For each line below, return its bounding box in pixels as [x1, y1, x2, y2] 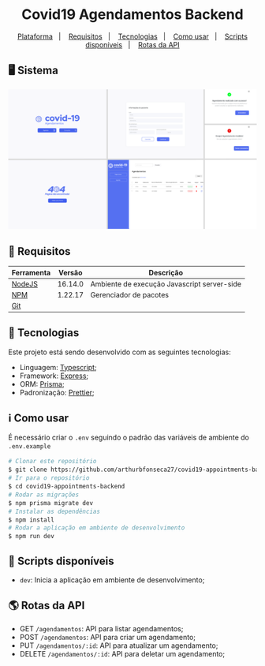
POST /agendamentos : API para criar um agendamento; [19, 632, 196, 642]
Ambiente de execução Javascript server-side [90, 279, 242, 289]
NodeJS [11, 279, 38, 289]
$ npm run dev [8, 533, 55, 541]
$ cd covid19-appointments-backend [8, 483, 125, 491]
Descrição [148, 268, 184, 277]
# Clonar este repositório [8, 458, 97, 466]
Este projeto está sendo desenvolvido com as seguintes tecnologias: [8, 347, 231, 357]
